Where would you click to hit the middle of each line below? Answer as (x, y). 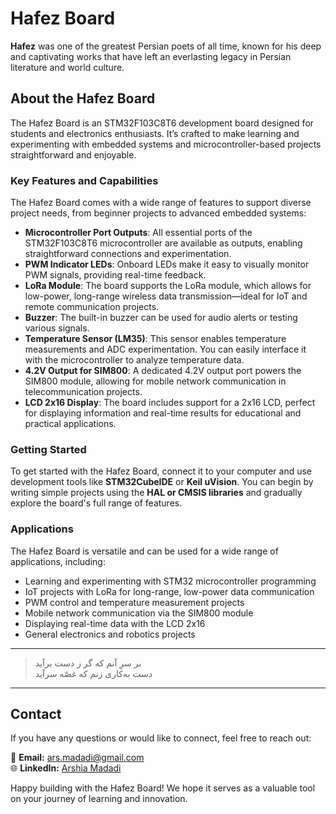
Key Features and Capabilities (84, 180)
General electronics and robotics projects (110, 634)
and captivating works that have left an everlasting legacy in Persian (151, 56)
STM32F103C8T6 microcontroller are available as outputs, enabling (163, 243)
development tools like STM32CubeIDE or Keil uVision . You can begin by (162, 482)
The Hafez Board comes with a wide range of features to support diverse (161, 203)
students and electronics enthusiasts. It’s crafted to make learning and (155, 133)
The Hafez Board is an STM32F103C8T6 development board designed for (162, 123)
